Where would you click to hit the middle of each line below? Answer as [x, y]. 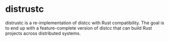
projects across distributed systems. [43, 33]
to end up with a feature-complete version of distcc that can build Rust [79, 28]
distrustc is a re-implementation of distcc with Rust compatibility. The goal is [85, 23]
